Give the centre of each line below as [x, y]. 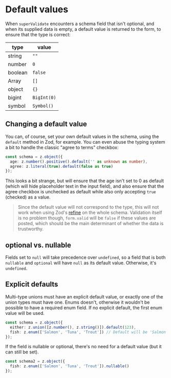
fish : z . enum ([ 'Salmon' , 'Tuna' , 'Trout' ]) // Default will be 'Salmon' [89, 332]
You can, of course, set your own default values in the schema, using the [82, 136]
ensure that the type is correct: [38, 34]
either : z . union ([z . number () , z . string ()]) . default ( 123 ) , [73, 327]
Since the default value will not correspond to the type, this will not [88, 207]
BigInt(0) [44, 97]
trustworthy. [31, 229]
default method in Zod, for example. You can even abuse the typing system [85, 142]
